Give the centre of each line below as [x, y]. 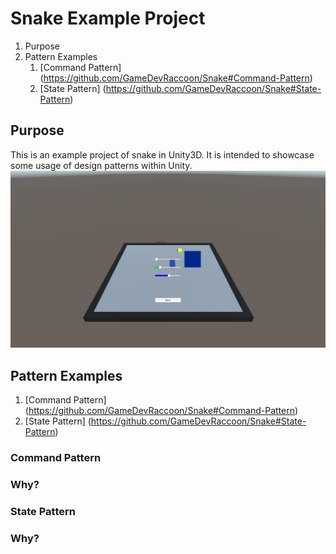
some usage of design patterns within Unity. [101, 165]
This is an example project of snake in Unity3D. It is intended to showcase [162, 154]
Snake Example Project [108, 18]
